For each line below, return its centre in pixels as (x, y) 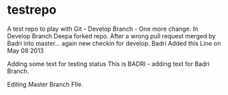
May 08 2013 (26, 51)
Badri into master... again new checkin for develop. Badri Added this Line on (114, 43)
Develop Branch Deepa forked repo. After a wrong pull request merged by (111, 36)
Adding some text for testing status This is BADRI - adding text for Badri (109, 64)
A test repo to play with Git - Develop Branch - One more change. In (103, 29)
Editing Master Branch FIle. (45, 84)
